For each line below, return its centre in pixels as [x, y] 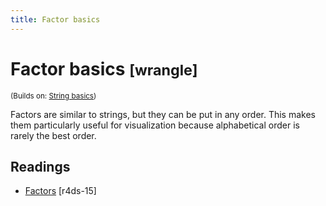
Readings [40, 166]
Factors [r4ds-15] [60, 191]
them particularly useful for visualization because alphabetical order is [155, 125]
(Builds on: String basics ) [53, 96]
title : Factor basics [55, 19]
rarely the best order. [53, 135]
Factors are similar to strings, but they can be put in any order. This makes [163, 114]
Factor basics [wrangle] [104, 68]
